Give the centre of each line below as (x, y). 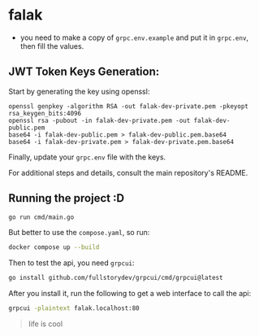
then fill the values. (52, 46)
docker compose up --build (54, 247)
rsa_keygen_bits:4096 (45, 113)
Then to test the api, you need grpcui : (72, 263)
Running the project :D (66, 198)
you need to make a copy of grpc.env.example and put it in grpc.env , (134, 37)
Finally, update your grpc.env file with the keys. (87, 157)
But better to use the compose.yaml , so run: (79, 233)
